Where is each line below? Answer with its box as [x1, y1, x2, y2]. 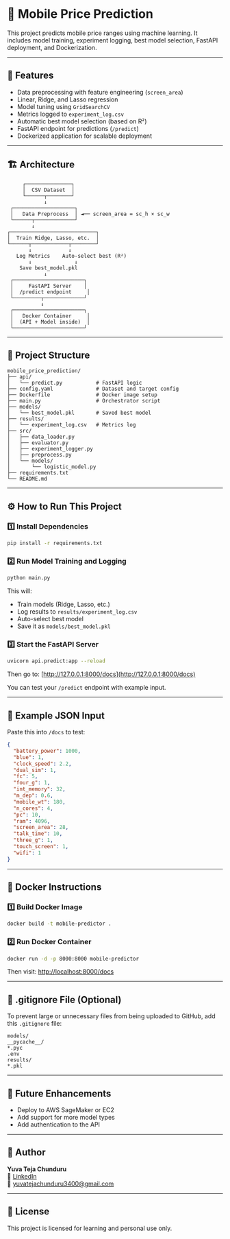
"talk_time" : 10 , [13, 830, 63, 837]
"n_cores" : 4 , [13, 805, 53, 812]
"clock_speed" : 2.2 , [13, 760, 72, 767]
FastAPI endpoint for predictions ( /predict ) [16, 124, 139, 132]
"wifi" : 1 [13, 850, 41, 856]
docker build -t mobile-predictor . [7, 920, 112, 928]
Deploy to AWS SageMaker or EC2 [16, 1106, 114, 1114]
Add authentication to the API [16, 1120, 101, 1129]
